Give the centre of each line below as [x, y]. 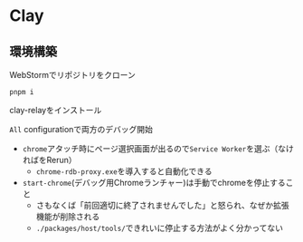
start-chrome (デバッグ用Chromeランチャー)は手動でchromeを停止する [154, 183]
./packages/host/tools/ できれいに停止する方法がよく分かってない [159, 228]
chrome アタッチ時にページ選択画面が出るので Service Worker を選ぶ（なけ [158, 149]
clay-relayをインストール [56, 110]
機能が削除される [68, 217]
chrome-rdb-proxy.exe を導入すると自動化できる [124, 171]
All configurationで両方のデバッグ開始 [81, 129]
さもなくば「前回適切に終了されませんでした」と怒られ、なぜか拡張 [162, 205]
